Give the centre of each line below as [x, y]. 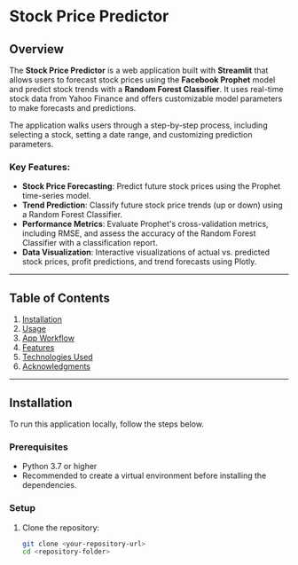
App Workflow [48, 338]
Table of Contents [60, 298]
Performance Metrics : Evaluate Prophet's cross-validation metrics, [145, 224]
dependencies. [49, 485]
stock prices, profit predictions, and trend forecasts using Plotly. [139, 262]
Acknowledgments [56, 366]
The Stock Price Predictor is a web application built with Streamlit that [139, 70]
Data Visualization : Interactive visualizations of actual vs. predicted [146, 252]
